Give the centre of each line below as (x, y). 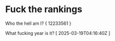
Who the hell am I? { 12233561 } (38, 23)
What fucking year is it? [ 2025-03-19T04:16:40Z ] (58, 33)
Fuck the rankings (44, 9)
